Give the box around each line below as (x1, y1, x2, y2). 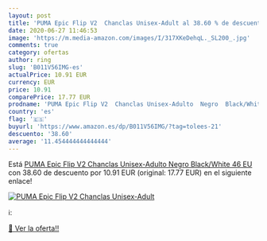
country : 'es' (8, 108, 56, 116)
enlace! (8, 176, 33, 185)
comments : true (8, 41, 59, 49)
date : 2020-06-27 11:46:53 (8, 26, 98, 34)
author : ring (8, 56, 52, 64)
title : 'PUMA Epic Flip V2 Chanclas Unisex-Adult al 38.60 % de (8, 19, 229, 27)
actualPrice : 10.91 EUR (8, 71, 87, 79)
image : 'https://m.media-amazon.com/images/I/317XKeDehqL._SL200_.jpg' (8, 33, 250, 42)
